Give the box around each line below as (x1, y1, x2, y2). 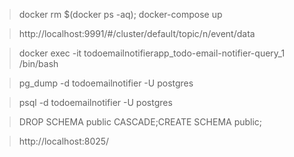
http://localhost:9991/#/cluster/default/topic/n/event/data (18, 28, 256, 39)
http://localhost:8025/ (18, 135, 110, 147)
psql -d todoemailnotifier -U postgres (18, 97, 173, 108)
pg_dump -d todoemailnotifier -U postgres (18, 77, 194, 89)
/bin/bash (18, 58, 59, 69)
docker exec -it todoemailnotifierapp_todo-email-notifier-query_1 (18, 47, 286, 59)
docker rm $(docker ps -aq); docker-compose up (18, 9, 223, 20)
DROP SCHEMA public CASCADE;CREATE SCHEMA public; (18, 116, 263, 128)
